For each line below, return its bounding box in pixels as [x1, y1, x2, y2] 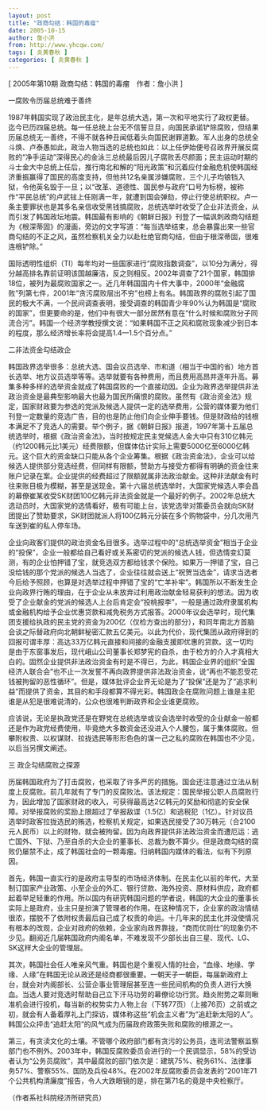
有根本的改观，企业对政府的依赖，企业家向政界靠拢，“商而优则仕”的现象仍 [8, 922, 252, 932]
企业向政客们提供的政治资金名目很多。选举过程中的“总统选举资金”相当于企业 [8, 537, 258, 547]
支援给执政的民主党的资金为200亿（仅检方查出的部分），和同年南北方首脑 [14, 617, 255, 626]
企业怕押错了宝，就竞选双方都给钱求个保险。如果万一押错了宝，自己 [35, 557, 259, 567]
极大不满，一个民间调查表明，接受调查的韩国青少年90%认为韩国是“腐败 [21, 298, 257, 307]
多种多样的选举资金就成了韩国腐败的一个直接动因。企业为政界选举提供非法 [14, 381, 259, 391]
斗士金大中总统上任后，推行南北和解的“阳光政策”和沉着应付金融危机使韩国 [8, 162, 252, 172]
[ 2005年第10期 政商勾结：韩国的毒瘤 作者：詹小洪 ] [8, 79, 184, 88]
